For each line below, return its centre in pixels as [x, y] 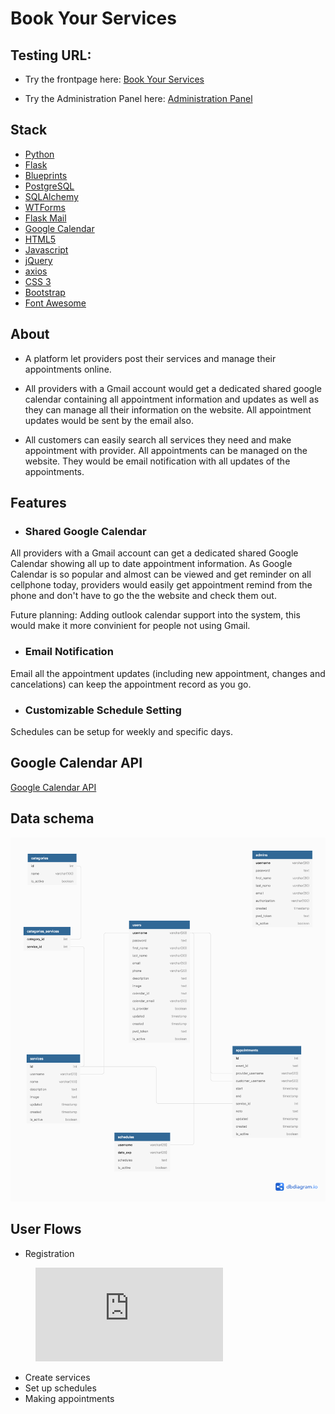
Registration [49, 1253]
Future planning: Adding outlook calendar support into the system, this [155, 615]
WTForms [45, 207]
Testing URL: [51, 55]
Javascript [46, 249]
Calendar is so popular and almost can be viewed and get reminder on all [161, 574]
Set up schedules [60, 1388]
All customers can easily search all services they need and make [158, 439]
